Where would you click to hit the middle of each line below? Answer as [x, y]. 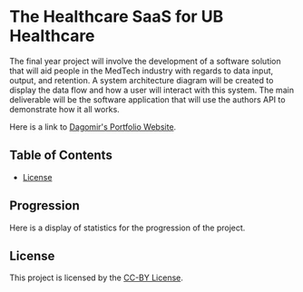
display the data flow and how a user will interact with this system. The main [152, 90]
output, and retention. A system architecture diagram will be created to [142, 80]
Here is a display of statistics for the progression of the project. [127, 228]
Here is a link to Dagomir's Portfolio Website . [93, 127]
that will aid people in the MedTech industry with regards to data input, [142, 71]
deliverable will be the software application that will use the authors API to [147, 99]
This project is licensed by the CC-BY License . [97, 277]
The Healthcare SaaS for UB [117, 17]
